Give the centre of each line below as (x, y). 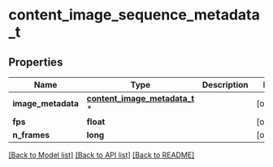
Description (225, 85)
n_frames (31, 135)
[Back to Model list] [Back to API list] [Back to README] (102, 155)
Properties (36, 62)
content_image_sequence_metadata (134, 15)
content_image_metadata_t (141, 98)
